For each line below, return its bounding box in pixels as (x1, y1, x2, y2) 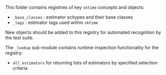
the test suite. (5, 35, 34, 41)
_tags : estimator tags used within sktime (12, 20, 98, 25)
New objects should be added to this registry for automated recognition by (5, 29, 161, 35)
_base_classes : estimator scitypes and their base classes (12, 14, 133, 20)
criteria (12, 65, 28, 71)
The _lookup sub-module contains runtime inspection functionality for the (5, 45, 159, 50)
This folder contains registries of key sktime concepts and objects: (5, 5, 145, 10)
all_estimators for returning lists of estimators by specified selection (12, 60, 158, 65)
